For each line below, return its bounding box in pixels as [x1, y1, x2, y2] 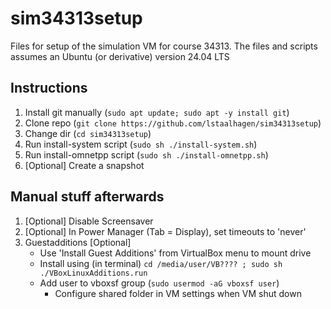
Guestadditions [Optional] [24, 236, 132, 248]
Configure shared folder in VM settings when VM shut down [54, 287, 302, 299]
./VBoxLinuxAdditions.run [39, 268, 148, 278]
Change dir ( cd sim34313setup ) [24, 127, 152, 139]
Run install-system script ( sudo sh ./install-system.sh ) [24, 138, 258, 150]
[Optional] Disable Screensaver [24, 215, 154, 227]
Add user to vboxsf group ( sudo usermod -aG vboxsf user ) [39, 277, 280, 289]
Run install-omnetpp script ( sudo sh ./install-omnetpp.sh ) [24, 148, 269, 161]
